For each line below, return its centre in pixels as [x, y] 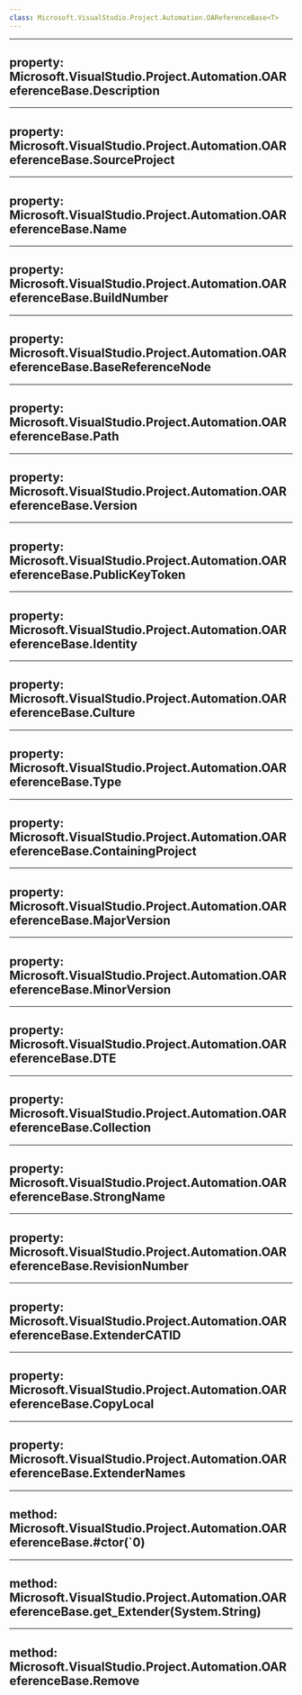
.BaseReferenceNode [150, 367]
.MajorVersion [129, 920]
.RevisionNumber [138, 1266]
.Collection [120, 1128]
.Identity [113, 644]
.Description [124, 91]
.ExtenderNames [137, 1473]
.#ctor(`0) [117, 1542]
